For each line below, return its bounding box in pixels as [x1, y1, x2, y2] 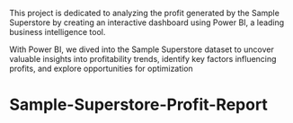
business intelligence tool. [9, 27, 106, 37]
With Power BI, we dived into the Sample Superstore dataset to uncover [9, 44, 274, 55]
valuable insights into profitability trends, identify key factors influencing [9, 54, 277, 64]
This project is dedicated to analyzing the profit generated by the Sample [9, 8, 280, 18]
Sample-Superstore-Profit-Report [9, 94, 268, 115]
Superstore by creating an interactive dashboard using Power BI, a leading [9, 17, 285, 28]
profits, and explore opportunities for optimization [9, 63, 193, 74]
